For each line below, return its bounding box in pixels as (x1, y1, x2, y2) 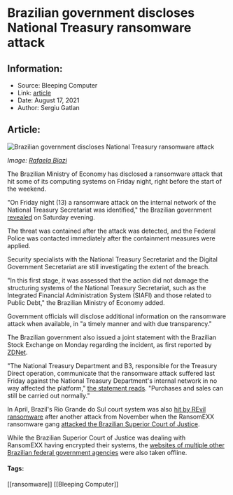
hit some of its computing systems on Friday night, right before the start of (7, 177, 223, 185)
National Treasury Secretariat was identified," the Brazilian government (7, 205, 212, 214)
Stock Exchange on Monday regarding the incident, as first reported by (7, 340, 212, 348)
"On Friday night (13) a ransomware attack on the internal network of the (7, 198, 217, 206)
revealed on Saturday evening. (7, 212, 96, 222)
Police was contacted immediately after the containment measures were (7, 233, 216, 243)
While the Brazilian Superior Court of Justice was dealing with (7, 433, 186, 442)
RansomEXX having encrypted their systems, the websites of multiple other (7, 440, 225, 449)
